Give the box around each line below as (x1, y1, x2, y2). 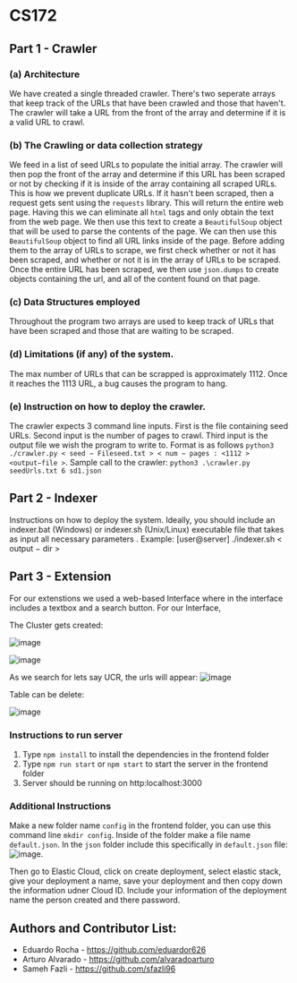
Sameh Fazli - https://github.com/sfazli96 (21, 963, 176, 974)
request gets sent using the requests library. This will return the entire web (9, 198, 284, 209)
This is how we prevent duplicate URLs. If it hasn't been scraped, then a (9, 188, 275, 199)
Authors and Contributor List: (9, 920, 177, 936)
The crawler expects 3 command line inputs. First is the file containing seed (9, 421, 289, 432)
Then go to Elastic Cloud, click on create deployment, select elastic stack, (9, 866, 282, 877)
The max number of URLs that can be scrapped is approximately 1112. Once (9, 368, 288, 379)
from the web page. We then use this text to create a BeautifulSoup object (9, 217, 283, 227)
